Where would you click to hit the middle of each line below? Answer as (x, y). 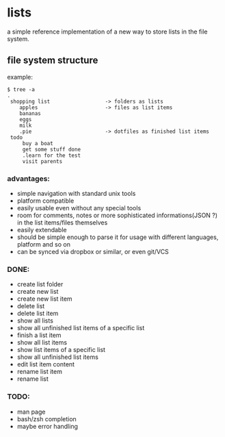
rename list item (40, 372)
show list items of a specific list (61, 350)
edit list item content (46, 364)
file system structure (53, 61)
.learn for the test (51, 155)
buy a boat (38, 143)
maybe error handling (48, 426)
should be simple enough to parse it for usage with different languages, (118, 237)
